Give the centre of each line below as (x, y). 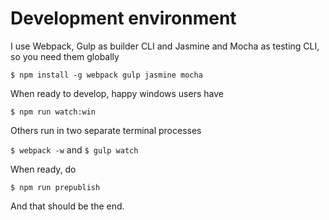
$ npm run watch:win (53, 112)
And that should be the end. (67, 206)
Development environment (123, 18)
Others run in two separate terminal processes (106, 130)
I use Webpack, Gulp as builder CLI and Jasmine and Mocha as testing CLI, (165, 46)
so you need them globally (65, 56)
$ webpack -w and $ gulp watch (74, 149)
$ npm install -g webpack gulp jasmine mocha (106, 75)
